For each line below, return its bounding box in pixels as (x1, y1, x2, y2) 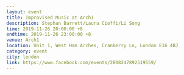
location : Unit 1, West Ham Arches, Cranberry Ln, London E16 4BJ (6, 43, 179, 49)
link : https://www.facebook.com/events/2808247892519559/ (6, 59, 157, 65)
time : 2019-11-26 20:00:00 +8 (6, 25, 83, 32)
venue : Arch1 (6, 37, 40, 43)
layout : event (6, 8, 43, 15)
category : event (6, 48, 48, 54)
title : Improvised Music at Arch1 (6, 15, 94, 21)
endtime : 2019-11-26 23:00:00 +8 (6, 31, 91, 37)
